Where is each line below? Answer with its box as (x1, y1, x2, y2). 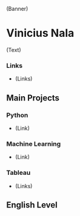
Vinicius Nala (6, 27, 75, 40)
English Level (6, 200, 58, 210)
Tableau (6, 169, 31, 177)
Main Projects (6, 93, 59, 103)
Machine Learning (6, 139, 61, 148)
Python (6, 111, 28, 119)
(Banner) (6, 5, 28, 12)
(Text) (6, 46, 21, 53)
